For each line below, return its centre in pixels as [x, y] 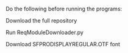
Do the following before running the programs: [64, 9]
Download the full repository [41, 20]
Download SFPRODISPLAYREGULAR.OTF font [63, 44]
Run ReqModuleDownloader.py [44, 32]
